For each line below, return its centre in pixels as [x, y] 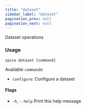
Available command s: [24, 69]
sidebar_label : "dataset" [31, 14]
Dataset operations [24, 37]
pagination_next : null [28, 23]
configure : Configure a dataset [43, 79]
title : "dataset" [23, 10]
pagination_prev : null [28, 19]
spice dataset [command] [30, 60]
